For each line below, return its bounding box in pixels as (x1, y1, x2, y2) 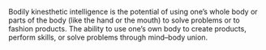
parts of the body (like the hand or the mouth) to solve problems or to (8, 15, 241, 25)
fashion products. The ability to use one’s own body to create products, (8, 24, 247, 33)
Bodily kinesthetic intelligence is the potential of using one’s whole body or (8, 7, 258, 16)
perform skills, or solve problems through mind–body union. (8, 32, 208, 42)
